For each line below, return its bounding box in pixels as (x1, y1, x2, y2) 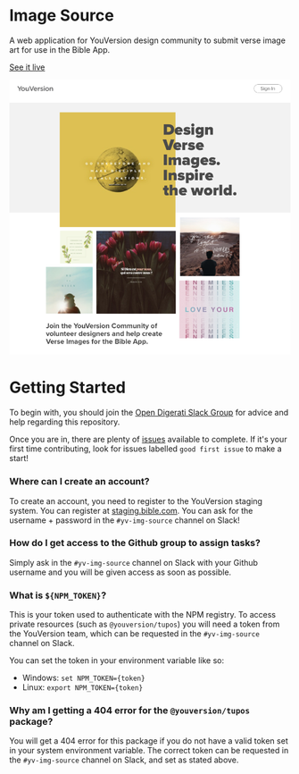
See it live (9, 62, 46, 72)
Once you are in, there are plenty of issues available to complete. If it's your (9, 434, 287, 445)
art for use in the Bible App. (9, 44, 111, 55)
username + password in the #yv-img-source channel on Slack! (9, 515, 240, 526)
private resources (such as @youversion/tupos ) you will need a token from (9, 618, 280, 630)
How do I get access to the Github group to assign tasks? (9, 537, 261, 550)
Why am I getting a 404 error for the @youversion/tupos (9, 704, 250, 717)
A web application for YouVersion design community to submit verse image (9, 35, 286, 46)
